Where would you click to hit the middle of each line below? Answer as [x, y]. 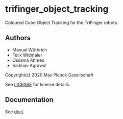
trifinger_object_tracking [57, 9]
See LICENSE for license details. [37, 84]
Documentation [29, 100]
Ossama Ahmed [28, 60]
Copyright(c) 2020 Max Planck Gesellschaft [49, 75]
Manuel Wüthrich [30, 49]
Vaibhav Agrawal [29, 65]
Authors [18, 38]
